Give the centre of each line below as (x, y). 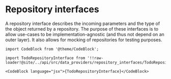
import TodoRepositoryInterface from (45, 58)
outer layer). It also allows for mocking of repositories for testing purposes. (84, 40)
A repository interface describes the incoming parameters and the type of (83, 23)
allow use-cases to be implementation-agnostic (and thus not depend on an (85, 34)
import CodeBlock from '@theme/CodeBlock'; (52, 49)
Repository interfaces (52, 9)
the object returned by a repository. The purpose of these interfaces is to (82, 29)
